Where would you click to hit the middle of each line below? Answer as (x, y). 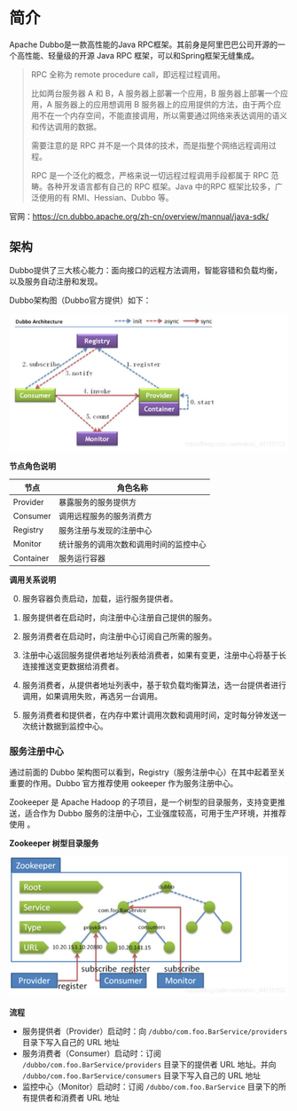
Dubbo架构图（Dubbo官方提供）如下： (80, 300)
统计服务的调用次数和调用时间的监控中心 (133, 544)
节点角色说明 (32, 466)
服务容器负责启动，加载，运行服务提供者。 (100, 598)
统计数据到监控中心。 (69, 726)
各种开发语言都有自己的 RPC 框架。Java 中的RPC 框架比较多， (161, 186)
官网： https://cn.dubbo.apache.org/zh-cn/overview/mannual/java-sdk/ (139, 216)
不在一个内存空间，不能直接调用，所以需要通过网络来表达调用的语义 (163, 115)
